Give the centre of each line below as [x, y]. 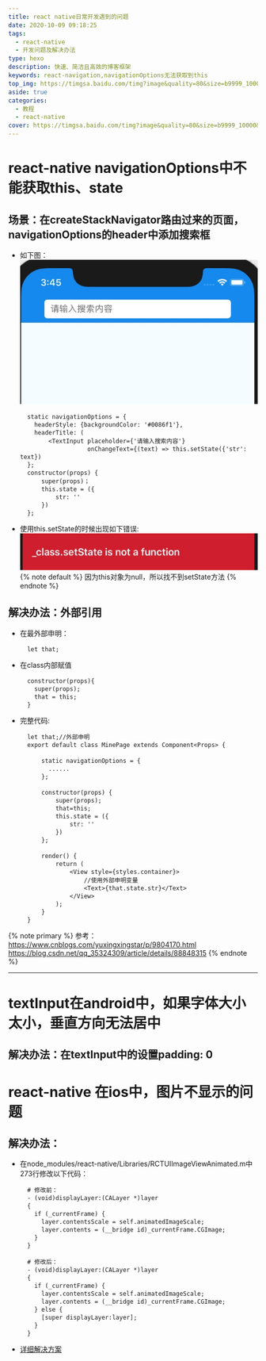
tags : [17, 33]
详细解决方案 [40, 1349]
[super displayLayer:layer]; [89, 1318]
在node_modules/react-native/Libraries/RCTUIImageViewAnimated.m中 [136, 1164]
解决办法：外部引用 [55, 613]
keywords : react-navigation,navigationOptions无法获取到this [108, 75]
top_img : [23, 83]
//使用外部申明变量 [111, 880]
